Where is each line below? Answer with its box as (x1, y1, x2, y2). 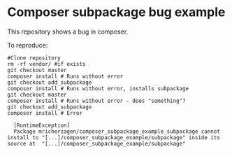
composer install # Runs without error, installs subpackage (7, 85, 189, 92)
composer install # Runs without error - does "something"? (7, 97, 187, 104)
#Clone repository (7, 54, 61, 62)
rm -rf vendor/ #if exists (7, 60, 86, 67)
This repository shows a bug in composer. (7, 27, 129, 36)
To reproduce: (7, 41, 48, 49)
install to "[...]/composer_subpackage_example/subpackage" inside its (7, 134, 220, 141)
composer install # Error (7, 109, 82, 116)
